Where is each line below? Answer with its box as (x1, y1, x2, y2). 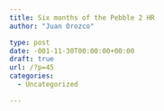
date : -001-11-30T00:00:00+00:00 (9, 46, 135, 55)
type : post (9, 38, 50, 47)
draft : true (9, 55, 54, 64)
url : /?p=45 (9, 63, 54, 72)
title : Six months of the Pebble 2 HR (9, 13, 155, 23)
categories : (9, 71, 54, 81)
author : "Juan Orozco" (9, 22, 95, 31)
